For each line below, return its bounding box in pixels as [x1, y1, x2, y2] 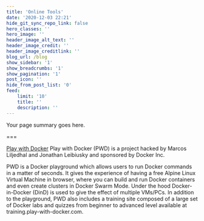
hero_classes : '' [6, 25, 50, 32]
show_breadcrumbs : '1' [6, 65, 64, 71]
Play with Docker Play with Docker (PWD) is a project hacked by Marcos [6, 145, 187, 152]
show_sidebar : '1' [6, 59, 53, 65]
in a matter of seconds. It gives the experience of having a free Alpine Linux [6, 169, 196, 176]
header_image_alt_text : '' [6, 37, 75, 43]
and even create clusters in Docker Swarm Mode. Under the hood [6, 182, 171, 190]
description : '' [17, 104, 59, 111]
